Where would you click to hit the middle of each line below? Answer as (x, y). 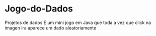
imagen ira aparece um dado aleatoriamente (51, 27)
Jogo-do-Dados (39, 9)
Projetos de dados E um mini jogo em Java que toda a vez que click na (78, 22)
